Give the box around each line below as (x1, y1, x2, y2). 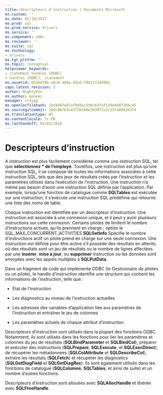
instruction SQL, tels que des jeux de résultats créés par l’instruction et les (5, 174, 155, 180)
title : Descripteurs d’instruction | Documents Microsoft (5, 7, 125, 12)
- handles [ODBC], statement (5, 75, 64, 80)
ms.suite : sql (5, 44, 34, 49)
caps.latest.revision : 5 (5, 84, 56, 90)
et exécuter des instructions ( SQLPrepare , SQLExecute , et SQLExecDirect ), (5, 345, 158, 350)
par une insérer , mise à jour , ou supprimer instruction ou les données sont (5, 251, 156, 257)
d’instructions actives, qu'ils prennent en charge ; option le (5, 225, 123, 231)
